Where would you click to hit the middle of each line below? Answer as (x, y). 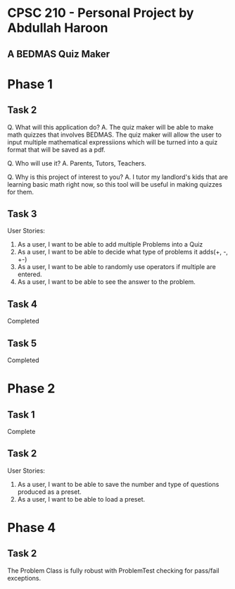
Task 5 (22, 343)
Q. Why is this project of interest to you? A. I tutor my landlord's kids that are (118, 177)
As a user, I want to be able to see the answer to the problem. (106, 282)
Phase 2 (31, 389)
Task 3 (22, 214)
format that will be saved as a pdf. (56, 149)
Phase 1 (30, 84)
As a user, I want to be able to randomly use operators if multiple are (116, 267)
